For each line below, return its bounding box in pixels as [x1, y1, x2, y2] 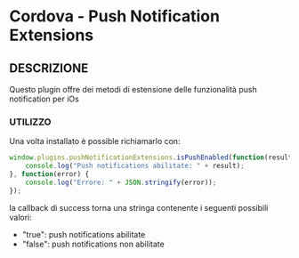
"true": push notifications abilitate [21, 229, 146, 239]
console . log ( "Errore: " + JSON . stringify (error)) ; [25, 178, 217, 187]
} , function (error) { [9, 170, 90, 179]
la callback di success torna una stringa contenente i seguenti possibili [9, 202, 269, 213]
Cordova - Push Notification [9, 6, 221, 27]
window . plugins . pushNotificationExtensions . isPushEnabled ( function [9, 153, 265, 162]
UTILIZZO [9, 116, 52, 128]
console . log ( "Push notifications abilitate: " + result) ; [25, 162, 245, 171]
